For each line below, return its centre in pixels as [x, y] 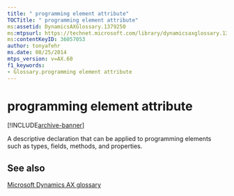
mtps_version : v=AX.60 [40, 59]
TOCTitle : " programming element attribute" [73, 20]
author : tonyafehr [34, 46]
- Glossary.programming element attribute [70, 72]
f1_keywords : [26, 65]
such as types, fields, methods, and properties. [75, 146]
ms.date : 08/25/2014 [37, 53]
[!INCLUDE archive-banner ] [46, 125]
